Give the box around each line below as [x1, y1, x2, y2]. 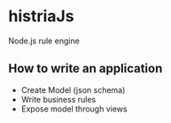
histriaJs [8, 6, 74, 27]
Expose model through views [20, 104, 128, 114]
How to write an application [8, 61, 163, 76]
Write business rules [20, 94, 97, 104]
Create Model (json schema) [20, 84, 126, 95]
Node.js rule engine [8, 35, 81, 46]
